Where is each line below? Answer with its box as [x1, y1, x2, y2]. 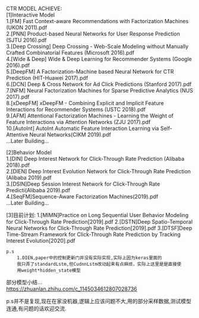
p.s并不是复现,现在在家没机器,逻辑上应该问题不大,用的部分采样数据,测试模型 [6, 298, 192, 304]
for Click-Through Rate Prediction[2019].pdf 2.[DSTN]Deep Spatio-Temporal [6, 218, 193, 225]
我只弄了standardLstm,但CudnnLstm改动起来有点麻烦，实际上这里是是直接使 [17, 261, 182, 267]
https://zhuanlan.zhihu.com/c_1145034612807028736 [6, 285, 138, 292]
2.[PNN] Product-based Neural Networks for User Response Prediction [6, 30, 180, 37]
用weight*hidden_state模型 [17, 268, 81, 274]
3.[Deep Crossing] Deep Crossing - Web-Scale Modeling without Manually [6, 43, 189, 50]
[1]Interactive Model [6, 11, 55, 18]
